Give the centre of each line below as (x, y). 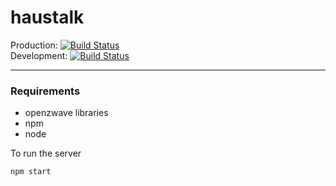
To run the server (46, 153)
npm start (31, 172)
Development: (39, 55)
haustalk (47, 17)
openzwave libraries (66, 113)
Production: (34, 45)
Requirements (45, 91)
